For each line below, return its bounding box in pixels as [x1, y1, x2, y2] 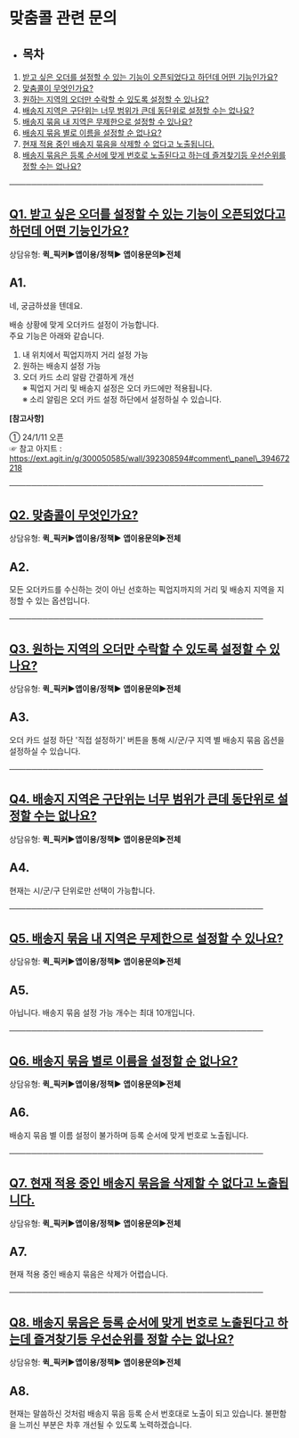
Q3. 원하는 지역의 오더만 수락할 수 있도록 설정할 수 [9, 641, 267, 657]
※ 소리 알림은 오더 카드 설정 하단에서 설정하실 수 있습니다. [21, 393, 222, 404]
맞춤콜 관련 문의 [9, 8, 117, 29]
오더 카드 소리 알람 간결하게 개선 [21, 371, 134, 382]
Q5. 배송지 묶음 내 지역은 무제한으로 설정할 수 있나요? [9, 930, 284, 946]
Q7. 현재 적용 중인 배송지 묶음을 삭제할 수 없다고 [9, 1176, 255, 1191]
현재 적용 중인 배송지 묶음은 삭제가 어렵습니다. [9, 1269, 169, 1280]
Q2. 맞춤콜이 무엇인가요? [9, 508, 139, 523]
